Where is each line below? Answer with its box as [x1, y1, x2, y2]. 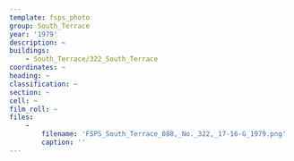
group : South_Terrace [9, 21, 91, 30]
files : [9, 113, 34, 122]
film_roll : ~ [9, 105, 58, 114]
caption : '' [41, 138, 87, 147]
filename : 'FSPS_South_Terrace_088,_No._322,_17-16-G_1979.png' [41, 130, 287, 139]
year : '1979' [9, 30, 58, 38]
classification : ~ [9, 80, 78, 89]
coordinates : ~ [9, 64, 66, 72]
